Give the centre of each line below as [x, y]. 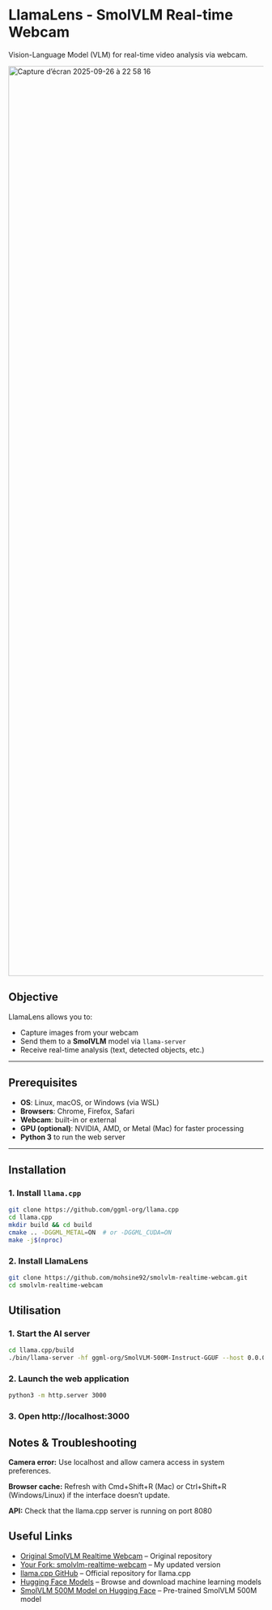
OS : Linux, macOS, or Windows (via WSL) [89, 1102]
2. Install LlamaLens [49, 1261]
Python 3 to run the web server [72, 1137]
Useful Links [40, 1537]
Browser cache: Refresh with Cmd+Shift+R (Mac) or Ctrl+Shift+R [117, 1487]
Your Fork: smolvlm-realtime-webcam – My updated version [120, 1565]
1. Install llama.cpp [45, 1193]
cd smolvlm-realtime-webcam [56, 1285]
